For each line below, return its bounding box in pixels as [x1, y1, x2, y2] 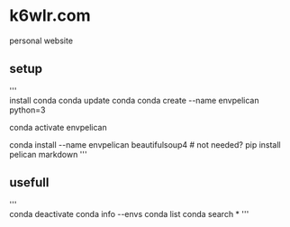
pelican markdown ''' [9, 149, 87, 159]
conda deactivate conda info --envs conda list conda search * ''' [9, 208, 249, 219]
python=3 [9, 104, 46, 115]
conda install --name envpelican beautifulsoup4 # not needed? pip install [9, 139, 281, 150]
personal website [9, 35, 74, 46]
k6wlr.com [9, 5, 92, 26]
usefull [9, 175, 50, 190]
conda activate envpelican [9, 122, 107, 132]
